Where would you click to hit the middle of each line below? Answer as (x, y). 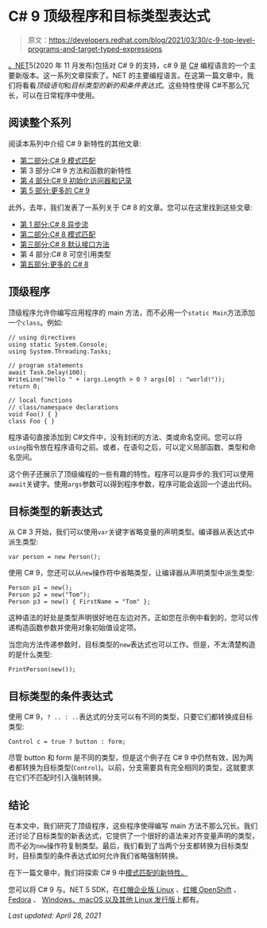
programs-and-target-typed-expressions (95, 49)
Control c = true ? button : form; (67, 742)
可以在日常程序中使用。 (60, 95)
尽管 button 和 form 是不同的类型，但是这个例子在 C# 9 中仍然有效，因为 (127, 757)
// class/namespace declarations (64, 407)
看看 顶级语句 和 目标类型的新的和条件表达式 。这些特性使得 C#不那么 (132, 85)
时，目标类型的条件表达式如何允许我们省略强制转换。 (95, 855)
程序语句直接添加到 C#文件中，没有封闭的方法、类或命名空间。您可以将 (126, 437)
